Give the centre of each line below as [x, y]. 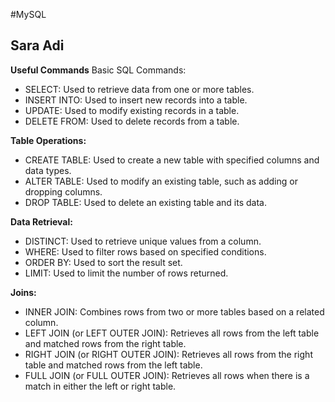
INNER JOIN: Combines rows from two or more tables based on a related [174, 311]
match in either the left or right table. [100, 386]
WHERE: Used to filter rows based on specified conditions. [145, 251]
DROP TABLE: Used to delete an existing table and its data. [146, 202]
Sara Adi [37, 45]
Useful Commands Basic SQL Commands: [98, 70]
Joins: [23, 292]
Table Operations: [48, 140]
